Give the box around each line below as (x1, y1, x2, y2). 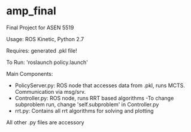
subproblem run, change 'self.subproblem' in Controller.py (14, 100, 159, 108)
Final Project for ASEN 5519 (6, 24, 74, 31)
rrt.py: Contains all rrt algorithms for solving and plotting (14, 107, 154, 114)
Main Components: (6, 70, 53, 77)
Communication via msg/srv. (14, 88, 86, 95)
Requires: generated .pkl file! (6, 47, 77, 54)
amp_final (6, 4, 57, 18)
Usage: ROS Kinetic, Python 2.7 (6, 35, 84, 42)
